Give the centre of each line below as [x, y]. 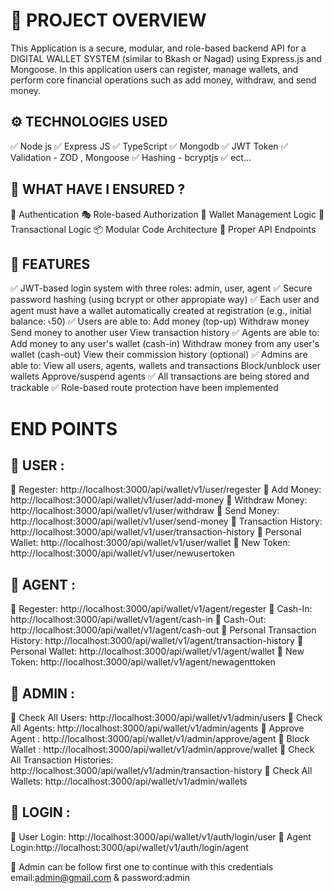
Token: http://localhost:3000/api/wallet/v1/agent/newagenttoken [143, 662]
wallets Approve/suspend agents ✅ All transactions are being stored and [160, 376]
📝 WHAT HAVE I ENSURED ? [98, 189]
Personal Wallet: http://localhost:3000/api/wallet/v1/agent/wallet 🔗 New [157, 651]
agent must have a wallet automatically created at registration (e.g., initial [161, 311]
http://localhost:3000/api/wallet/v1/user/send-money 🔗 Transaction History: [166, 521]
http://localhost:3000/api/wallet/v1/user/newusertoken [122, 553]
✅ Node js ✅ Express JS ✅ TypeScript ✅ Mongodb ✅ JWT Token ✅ [149, 146]
